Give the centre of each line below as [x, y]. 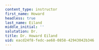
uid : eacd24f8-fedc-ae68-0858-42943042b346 [50, 40]
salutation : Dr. [21, 31]
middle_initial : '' [25, 27]
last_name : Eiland [24, 23]
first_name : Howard [25, 14]
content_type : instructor [31, 9]
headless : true [20, 18]
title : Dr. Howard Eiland [31, 36]
